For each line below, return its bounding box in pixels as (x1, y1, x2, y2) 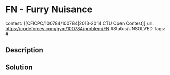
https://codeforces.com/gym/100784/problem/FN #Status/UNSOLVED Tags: (5, 25, 165, 31)
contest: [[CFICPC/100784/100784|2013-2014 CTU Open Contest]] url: (5, 20, 154, 26)
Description (5, 46, 43, 54)
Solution (5, 63, 33, 71)
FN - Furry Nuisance (5, 4, 93, 15)
